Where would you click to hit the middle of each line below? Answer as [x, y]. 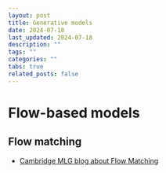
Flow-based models [74, 113]
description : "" [34, 45]
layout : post [29, 15]
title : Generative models [50, 23]
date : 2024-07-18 [36, 30]
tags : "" [22, 52]
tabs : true [26, 67]
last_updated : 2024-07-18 [50, 37]
